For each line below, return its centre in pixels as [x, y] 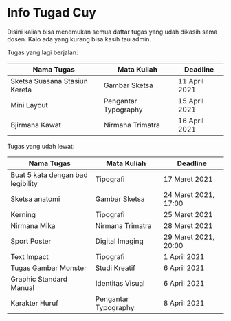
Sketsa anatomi [35, 199]
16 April [191, 121]
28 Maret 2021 [188, 225]
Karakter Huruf [35, 303]
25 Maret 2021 [188, 214]
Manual [23, 287]
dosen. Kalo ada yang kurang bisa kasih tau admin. [79, 39]
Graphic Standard [39, 279]
